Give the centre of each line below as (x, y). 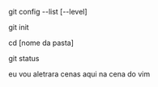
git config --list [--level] (48, 12)
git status (24, 58)
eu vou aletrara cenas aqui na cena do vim (79, 74)
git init (19, 27)
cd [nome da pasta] (41, 43)
